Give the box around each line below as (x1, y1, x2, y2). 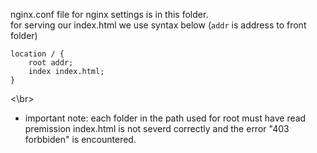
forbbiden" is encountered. (24, 134, 137, 145)
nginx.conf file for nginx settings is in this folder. (10, 9, 209, 20)
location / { (10, 49, 65, 59)
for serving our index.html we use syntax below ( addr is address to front (10, 19, 307, 31)
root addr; (28, 58, 74, 68)
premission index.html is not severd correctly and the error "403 (24, 123, 290, 134)
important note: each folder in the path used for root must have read (24, 112, 307, 124)
